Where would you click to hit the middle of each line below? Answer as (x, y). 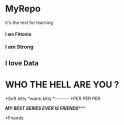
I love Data (22, 63)
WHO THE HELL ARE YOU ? (62, 85)
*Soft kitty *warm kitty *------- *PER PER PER (53, 98)
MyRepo (23, 9)
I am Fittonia (18, 34)
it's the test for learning (29, 22)
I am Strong (19, 47)
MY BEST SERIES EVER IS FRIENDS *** (45, 108)
